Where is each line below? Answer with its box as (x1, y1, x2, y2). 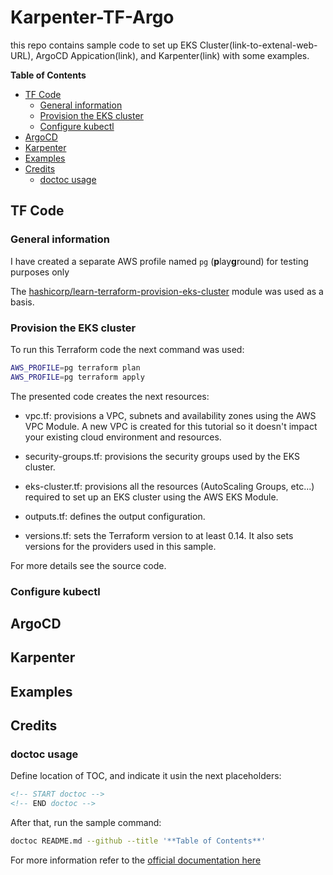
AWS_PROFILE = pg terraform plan (10, 362, 141, 373)
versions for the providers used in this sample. (24, 540, 217, 552)
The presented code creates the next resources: (10, 390, 210, 402)
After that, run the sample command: (10, 817, 162, 829)
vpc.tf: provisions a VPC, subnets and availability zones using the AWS (24, 409, 317, 421)
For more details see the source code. (10, 559, 167, 571)
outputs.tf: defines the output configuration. (24, 510, 206, 522)
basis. (10, 296, 35, 308)
